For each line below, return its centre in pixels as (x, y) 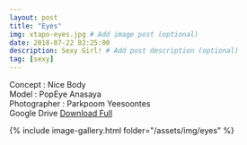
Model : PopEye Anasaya (55, 94)
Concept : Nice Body (48, 85)
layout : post (34, 17)
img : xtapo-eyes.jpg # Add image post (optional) (104, 34)
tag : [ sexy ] (31, 59)
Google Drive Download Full (61, 113)
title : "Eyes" (36, 26)
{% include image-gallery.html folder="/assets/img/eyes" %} (122, 130)
